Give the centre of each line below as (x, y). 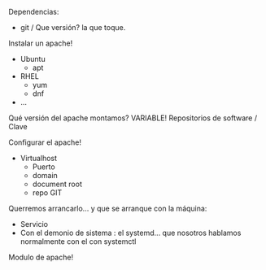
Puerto (44, 167)
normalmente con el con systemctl (78, 242)
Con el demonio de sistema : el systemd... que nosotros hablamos (131, 233)
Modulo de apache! (41, 257)
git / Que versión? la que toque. (73, 27)
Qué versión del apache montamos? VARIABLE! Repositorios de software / (133, 118)
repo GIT (47, 193)
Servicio (34, 224)
